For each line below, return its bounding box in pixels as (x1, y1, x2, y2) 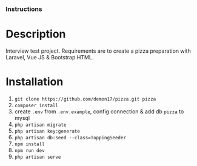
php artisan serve (14, 154, 61, 160)
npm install (14, 141, 45, 147)
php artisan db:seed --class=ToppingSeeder (14, 134, 127, 141)
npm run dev (14, 147, 45, 153)
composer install (14, 102, 59, 108)
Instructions (5, 5, 43, 13)
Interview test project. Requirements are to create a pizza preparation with (5, 47, 192, 55)
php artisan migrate (14, 122, 67, 128)
